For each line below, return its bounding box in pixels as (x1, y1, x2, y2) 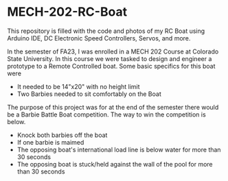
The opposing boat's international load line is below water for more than (16, 145, 221, 154)
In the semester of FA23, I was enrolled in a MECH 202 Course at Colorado (7, 47, 219, 56)
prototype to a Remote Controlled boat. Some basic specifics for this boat (7, 62, 216, 70)
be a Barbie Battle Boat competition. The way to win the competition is (7, 110, 206, 119)
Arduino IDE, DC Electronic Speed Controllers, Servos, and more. (7, 34, 191, 42)
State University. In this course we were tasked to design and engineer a (7, 54, 212, 62)
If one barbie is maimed (16, 138, 84, 146)
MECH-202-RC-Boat (7, 4, 128, 20)
